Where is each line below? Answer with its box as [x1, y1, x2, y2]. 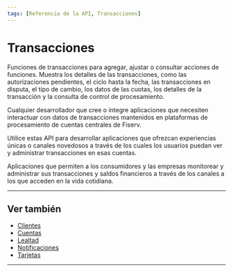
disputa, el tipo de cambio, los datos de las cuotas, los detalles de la [7, 84, 202, 93]
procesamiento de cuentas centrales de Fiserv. [7, 120, 142, 129]
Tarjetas [17, 251, 41, 260]
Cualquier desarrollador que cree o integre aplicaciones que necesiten [7, 105, 209, 114]
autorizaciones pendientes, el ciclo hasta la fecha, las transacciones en [7, 78, 211, 86]
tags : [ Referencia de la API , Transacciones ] [7, 10, 141, 17]
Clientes [17, 221, 42, 230]
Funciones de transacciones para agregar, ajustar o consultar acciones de [7, 63, 220, 71]
